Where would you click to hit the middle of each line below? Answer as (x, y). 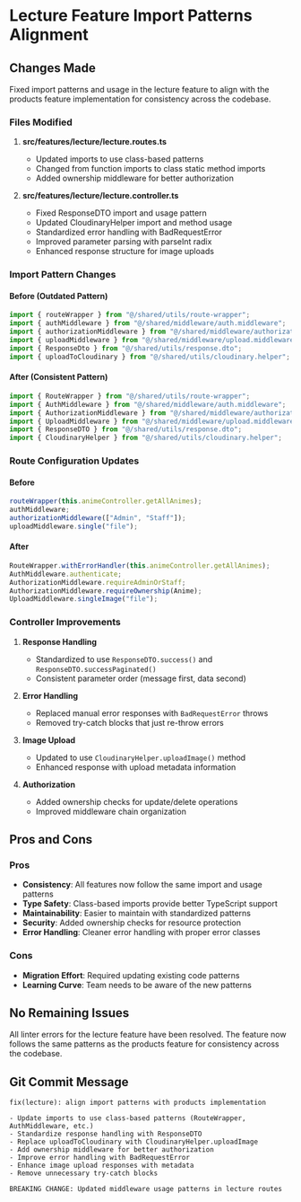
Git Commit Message (69, 1082)
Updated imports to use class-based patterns (120, 159)
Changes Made (52, 68)
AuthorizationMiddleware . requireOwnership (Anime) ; (106, 591)
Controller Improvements (65, 623)
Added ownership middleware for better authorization (135, 178)
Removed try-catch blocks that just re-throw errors (129, 722)
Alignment (49, 35)
